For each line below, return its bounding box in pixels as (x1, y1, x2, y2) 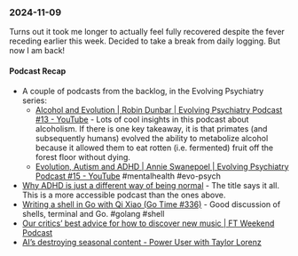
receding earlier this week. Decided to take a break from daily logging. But (9, 36, 281, 46)
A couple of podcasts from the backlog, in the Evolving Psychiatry (21, 85, 264, 96)
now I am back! (9, 45, 65, 56)
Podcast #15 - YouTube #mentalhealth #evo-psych (35, 171, 222, 181)
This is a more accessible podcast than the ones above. (21, 189, 226, 200)
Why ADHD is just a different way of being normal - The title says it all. (21, 180, 279, 190)
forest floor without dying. (35, 151, 131, 162)
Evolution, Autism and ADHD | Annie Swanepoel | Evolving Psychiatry (35, 161, 290, 172)
